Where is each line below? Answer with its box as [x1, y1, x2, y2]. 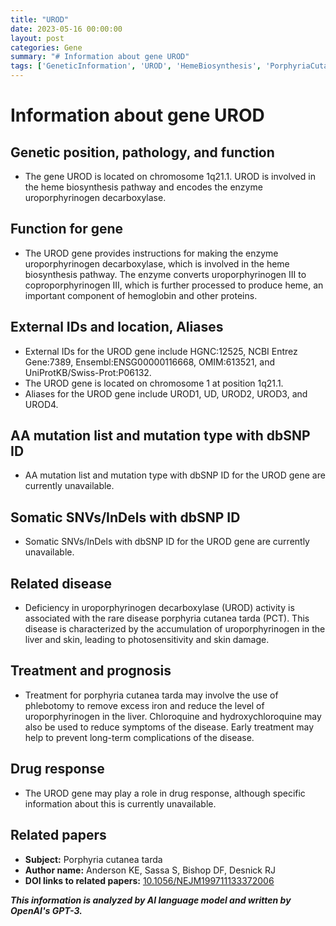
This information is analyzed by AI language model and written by [10, 894, 292, 906]
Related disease [10, 575, 113, 592]
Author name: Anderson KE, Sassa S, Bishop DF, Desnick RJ [24, 864, 276, 876]
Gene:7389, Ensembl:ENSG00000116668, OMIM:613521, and [24, 356, 275, 368]
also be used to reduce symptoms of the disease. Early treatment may [24, 721, 315, 733]
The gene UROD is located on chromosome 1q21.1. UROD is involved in [24, 171, 316, 182]
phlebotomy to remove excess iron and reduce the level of [24, 699, 265, 711]
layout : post [10, 33, 65, 43]
